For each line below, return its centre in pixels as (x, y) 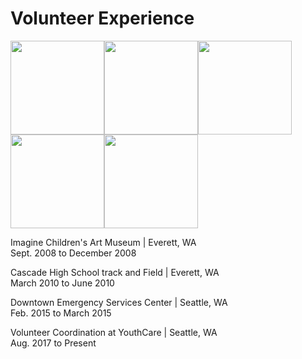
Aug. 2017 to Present (53, 343)
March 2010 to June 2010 (62, 283)
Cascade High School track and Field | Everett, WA (115, 272)
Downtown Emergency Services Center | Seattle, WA (119, 302)
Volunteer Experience (102, 18)
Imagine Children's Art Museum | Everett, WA (103, 242)
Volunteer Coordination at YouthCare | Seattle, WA (114, 332)
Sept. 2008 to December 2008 (73, 253)
